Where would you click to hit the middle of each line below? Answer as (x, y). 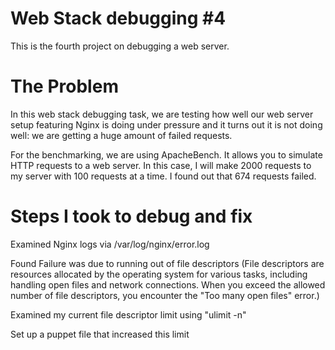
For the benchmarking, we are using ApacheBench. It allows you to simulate (166, 154)
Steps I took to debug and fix (131, 216)
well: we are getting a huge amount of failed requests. (121, 135)
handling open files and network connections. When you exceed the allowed (168, 284)
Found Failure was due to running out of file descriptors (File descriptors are (167, 263)
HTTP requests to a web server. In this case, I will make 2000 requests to (161, 165)
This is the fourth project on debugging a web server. (120, 46)
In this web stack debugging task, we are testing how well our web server (162, 114)
